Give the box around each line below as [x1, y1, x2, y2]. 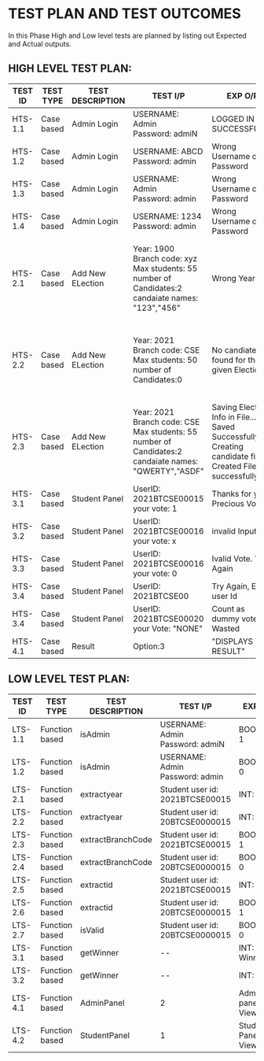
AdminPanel [79, 997, 125, 1008]
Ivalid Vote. [211, 553, 253, 564]
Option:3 [133, 641, 165, 652]
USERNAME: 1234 [133, 210, 202, 221]
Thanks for [211, 488, 252, 499]
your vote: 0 [133, 567, 178, 579]
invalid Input [211, 525, 257, 536]
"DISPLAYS [211, 635, 254, 646]
